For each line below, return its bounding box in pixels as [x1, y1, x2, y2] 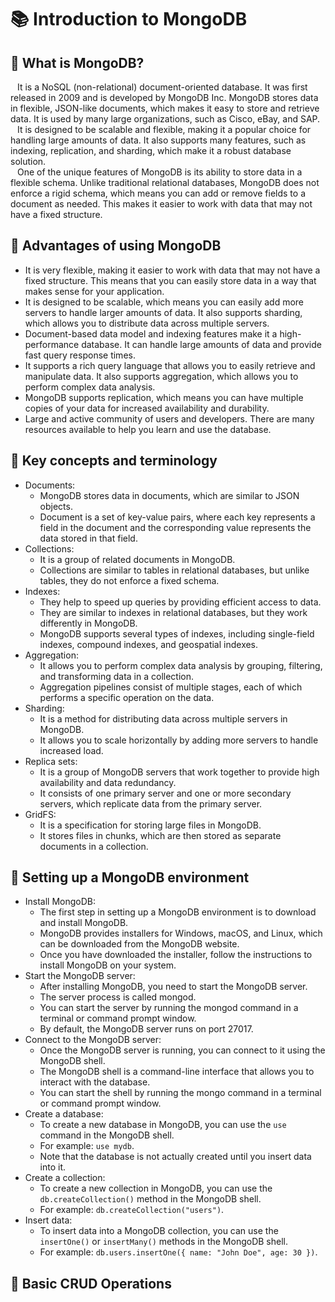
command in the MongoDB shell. [39, 1129, 175, 1141]
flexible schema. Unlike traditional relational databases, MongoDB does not [10, 177, 320, 188]
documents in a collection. [39, 840, 149, 852]
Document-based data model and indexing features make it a [24, 327, 278, 340]
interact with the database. [39, 1076, 151, 1088]
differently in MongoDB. [39, 617, 138, 629]
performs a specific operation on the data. [39, 691, 215, 703]
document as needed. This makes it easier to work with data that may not [10, 198, 313, 210]
